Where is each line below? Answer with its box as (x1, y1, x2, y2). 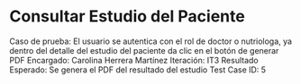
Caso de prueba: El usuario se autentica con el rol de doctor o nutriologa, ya (9, 36, 293, 46)
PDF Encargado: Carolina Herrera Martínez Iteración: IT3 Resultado (9, 55, 259, 65)
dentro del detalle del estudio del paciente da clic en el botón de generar (9, 45, 279, 55)
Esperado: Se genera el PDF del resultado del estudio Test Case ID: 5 (9, 64, 267, 75)
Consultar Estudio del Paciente (9, 6, 245, 27)
